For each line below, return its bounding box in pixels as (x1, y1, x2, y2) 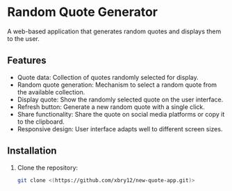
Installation (7, 145, 57, 157)
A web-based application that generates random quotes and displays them (7, 27, 222, 35)
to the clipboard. (17, 117, 65, 126)
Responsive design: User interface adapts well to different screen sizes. (17, 124, 223, 133)
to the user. (7, 34, 40, 42)
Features (7, 55, 47, 67)
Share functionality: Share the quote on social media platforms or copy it (17, 110, 225, 118)
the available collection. (17, 88, 85, 96)
